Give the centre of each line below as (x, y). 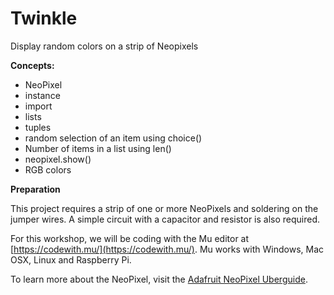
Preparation (35, 189)
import (38, 106)
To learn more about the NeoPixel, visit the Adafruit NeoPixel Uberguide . (159, 279)
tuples (38, 127)
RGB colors (48, 169)
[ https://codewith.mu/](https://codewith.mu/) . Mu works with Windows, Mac (167, 249)
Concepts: (32, 65)
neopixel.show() (58, 159)
